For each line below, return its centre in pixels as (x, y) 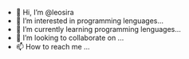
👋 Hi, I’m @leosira (45, 12)
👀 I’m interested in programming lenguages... (90, 21)
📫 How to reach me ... (53, 47)
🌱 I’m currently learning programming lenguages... (98, 29)
